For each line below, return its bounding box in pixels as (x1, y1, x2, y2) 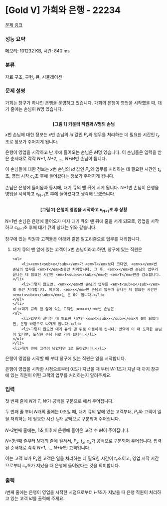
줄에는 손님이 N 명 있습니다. (10, 106, 63, 112)
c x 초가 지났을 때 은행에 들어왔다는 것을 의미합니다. (22, 463, 120, 470)
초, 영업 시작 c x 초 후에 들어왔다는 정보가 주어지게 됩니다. (5, 173, 115, 180)
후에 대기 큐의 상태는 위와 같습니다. (28, 224, 97, 230)
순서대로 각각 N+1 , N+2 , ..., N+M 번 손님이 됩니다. (10, 155, 107, 161)
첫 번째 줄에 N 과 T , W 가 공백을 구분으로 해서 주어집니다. (5, 398, 114, 404)
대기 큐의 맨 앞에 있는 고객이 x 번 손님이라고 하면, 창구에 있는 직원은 (12, 246, 143, 252)
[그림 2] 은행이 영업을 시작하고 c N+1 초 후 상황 (40, 207, 128, 214)
